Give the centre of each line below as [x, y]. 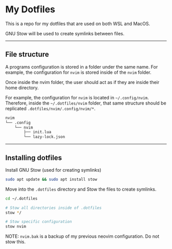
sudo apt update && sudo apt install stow [51, 179]
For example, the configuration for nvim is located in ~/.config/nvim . [77, 97]
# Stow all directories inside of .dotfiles [53, 208]
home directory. [22, 88]
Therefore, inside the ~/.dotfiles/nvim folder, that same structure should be [86, 103]
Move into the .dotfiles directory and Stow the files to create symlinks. [81, 189]
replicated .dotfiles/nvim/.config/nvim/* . [50, 108]
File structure [27, 55]
